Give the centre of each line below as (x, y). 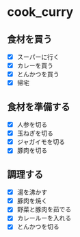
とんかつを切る (38, 227)
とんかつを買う (38, 74)
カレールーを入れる (44, 218)
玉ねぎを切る (35, 133)
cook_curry (40, 12)
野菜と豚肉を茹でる (44, 209)
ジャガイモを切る (41, 142)
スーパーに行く (38, 57)
